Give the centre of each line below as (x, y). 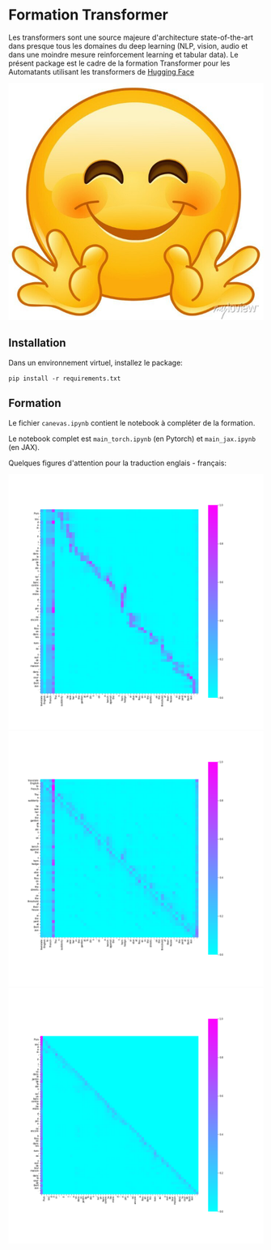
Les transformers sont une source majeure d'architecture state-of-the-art (131, 37)
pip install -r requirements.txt (65, 379)
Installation (37, 343)
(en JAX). (24, 447)
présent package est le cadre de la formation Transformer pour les (119, 63)
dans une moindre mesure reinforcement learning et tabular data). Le (123, 54)
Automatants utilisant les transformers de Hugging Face (102, 71)
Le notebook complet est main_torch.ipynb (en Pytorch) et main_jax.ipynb (132, 439)
